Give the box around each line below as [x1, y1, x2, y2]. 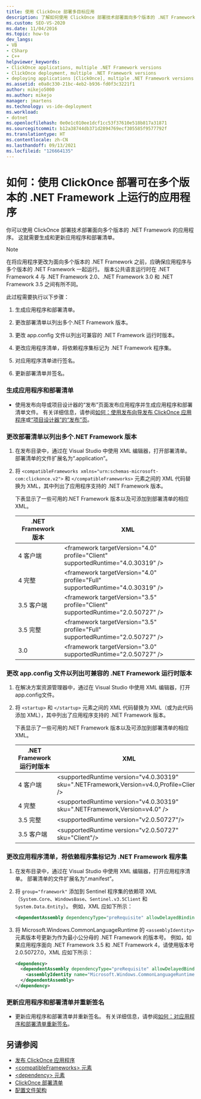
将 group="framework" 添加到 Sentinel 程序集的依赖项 [14, 888, 145, 895]
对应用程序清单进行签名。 [14, 357, 78, 364]
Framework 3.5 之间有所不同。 [6, 281, 82, 288]
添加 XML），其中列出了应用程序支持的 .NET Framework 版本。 [14, 712, 169, 719]
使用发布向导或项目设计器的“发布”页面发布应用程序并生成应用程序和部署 [14, 401, 193, 408]
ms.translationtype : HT [6, 131, 66, 138]
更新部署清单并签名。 [14, 370, 68, 377]
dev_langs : [6, 37, 33, 43]
